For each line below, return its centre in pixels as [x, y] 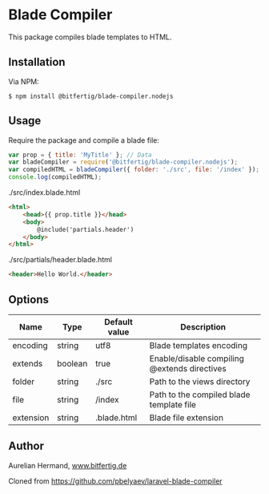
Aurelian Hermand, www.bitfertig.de [68, 465]
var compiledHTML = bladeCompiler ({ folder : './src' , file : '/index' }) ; [134, 170]
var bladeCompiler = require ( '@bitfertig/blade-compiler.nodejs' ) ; [123, 162]
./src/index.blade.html [44, 192]
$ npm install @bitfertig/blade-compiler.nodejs [91, 96]
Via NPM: [24, 81]
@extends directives [188, 368]
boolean [72, 364]
